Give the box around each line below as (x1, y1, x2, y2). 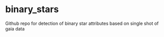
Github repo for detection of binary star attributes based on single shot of (5, 20, 159, 26)
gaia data (5, 25, 25, 31)
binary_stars (5, 4, 59, 15)
